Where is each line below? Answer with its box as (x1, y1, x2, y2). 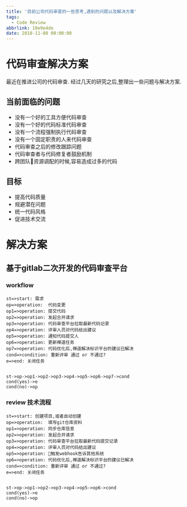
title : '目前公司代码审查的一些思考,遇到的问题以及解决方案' (6, 8, 137, 15)
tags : (6, 14, 19, 20)
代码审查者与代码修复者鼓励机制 (14, 150, 92, 157)
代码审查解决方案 (6, 58, 89, 71)
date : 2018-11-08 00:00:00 (6, 31, 72, 36)
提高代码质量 (14, 193, 46, 200)
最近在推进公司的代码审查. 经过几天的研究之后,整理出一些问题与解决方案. (6, 78, 182, 85)
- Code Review (11, 19, 46, 25)
